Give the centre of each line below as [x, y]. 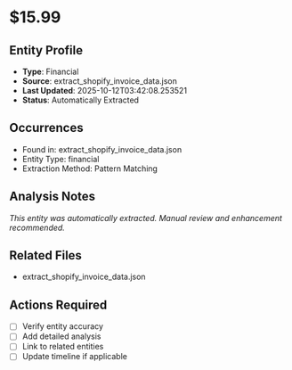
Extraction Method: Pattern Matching [90, 169]
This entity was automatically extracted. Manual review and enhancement [146, 218]
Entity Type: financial [61, 159]
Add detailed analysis [61, 336]
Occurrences [46, 128]
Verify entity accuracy [63, 326]
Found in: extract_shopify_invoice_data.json [102, 149]
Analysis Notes [53, 197]
